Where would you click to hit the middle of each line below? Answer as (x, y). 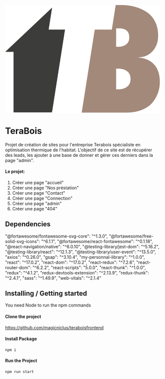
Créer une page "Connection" (42, 198)
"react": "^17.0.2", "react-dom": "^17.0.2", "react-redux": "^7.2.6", (70, 262)
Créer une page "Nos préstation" (46, 188)
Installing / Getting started (46, 293)
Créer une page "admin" (37, 203)
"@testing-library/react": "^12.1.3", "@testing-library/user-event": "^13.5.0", (81, 252)
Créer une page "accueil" (38, 182)
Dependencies (28, 224)
